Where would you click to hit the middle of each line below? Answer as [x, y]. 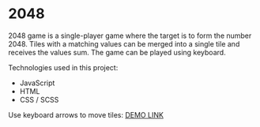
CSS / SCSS [39, 99]
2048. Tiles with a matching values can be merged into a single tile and [124, 43]
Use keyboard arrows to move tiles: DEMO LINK [86, 114]
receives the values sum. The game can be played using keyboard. [117, 52]
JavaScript [37, 83]
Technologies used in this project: [63, 67]
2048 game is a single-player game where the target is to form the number [130, 35]
